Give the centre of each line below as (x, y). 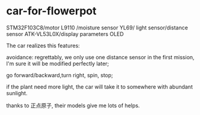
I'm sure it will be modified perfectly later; (58, 63)
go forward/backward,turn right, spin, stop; (60, 75)
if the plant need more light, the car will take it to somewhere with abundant (100, 87)
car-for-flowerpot (51, 11)
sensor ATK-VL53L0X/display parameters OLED (65, 34)
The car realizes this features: (43, 46)
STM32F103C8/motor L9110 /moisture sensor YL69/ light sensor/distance (97, 28)
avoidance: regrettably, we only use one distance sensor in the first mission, (100, 57)
